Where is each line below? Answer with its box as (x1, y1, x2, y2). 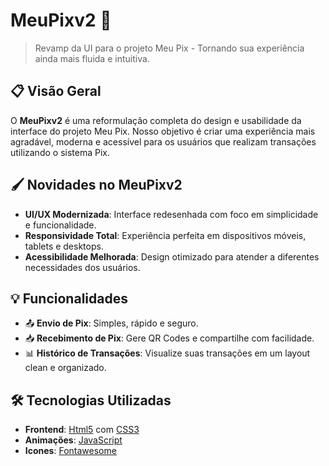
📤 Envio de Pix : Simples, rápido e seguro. (24, 317, 199, 329)
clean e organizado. (24, 362, 107, 374)
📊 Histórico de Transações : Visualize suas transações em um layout (24, 347, 311, 359)
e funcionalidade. (24, 219, 97, 231)
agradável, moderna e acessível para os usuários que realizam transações (10, 135, 317, 148)
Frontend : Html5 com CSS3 (24, 424, 140, 436)
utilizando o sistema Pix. (10, 146, 110, 158)
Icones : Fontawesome (24, 445, 117, 457)
